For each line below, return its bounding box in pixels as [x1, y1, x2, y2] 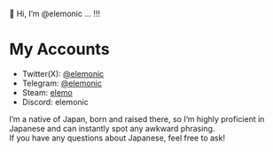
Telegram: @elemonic [21, 78, 102, 88]
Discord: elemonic [21, 96, 89, 107]
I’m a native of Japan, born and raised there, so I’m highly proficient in [9, 113, 265, 124]
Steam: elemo [21, 87, 73, 97]
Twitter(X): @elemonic [21, 68, 105, 79]
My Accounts [9, 40, 110, 59]
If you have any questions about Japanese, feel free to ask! [9, 133, 226, 143]
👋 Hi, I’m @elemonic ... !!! [9, 9, 100, 19]
